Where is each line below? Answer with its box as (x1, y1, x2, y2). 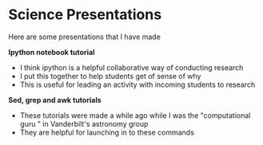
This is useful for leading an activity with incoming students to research (19, 80, 256, 89)
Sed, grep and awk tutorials (8, 95, 102, 104)
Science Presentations (8, 6, 162, 24)
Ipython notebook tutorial (8, 47, 95, 57)
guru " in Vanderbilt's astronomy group (19, 119, 149, 128)
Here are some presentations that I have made (8, 32, 161, 41)
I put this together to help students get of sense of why (19, 71, 201, 80)
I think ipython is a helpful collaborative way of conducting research (19, 62, 244, 72)
